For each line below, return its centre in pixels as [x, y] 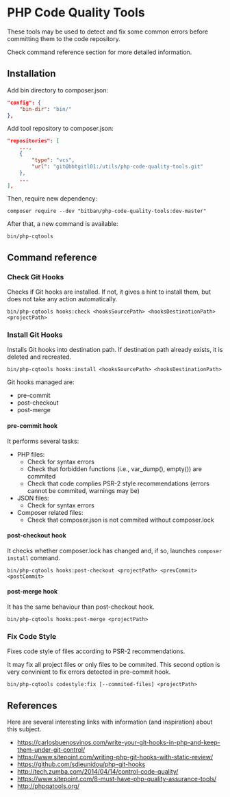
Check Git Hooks [36, 277]
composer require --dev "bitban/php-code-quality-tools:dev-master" [107, 211]
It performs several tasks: [43, 441]
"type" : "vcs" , [53, 160]
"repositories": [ [33, 141]
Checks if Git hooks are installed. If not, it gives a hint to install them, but [109, 292]
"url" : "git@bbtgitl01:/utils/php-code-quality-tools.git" [118, 166]
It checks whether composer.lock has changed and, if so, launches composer [115, 551]
